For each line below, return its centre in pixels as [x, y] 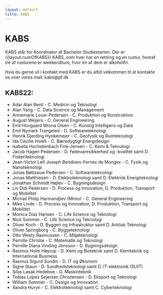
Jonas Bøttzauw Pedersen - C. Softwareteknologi [62, 173]
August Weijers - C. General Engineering [53, 120]
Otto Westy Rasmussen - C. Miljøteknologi [55, 235]
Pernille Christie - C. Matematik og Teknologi [57, 240]
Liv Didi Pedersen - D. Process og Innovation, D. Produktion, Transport [83, 188]
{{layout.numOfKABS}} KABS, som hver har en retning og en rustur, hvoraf [80, 58]
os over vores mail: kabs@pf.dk [37, 77]
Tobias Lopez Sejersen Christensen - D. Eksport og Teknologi [74, 277]
